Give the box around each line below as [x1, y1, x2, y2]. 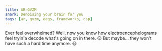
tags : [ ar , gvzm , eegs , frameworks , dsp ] [5, 16, 93, 21]
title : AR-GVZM [5, 7, 37, 12]
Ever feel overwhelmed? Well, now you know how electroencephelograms [5, 30, 157, 36]
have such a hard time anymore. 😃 [5, 41, 77, 47]
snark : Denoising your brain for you [5, 12, 84, 17]
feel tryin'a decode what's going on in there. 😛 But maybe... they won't [5, 35, 152, 41]
